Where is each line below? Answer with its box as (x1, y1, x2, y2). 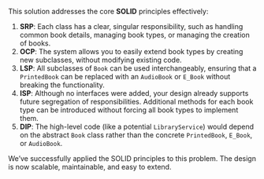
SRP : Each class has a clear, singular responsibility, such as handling (19, 22, 244, 31)
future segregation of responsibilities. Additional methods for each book (19, 97, 254, 106)
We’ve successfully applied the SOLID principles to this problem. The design (8, 154, 256, 163)
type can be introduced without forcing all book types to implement (19, 105, 239, 115)
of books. (19, 38, 51, 48)
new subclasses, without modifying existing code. (19, 55, 183, 64)
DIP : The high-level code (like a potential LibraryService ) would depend (19, 122, 255, 131)
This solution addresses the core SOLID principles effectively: (8, 7, 209, 16)
